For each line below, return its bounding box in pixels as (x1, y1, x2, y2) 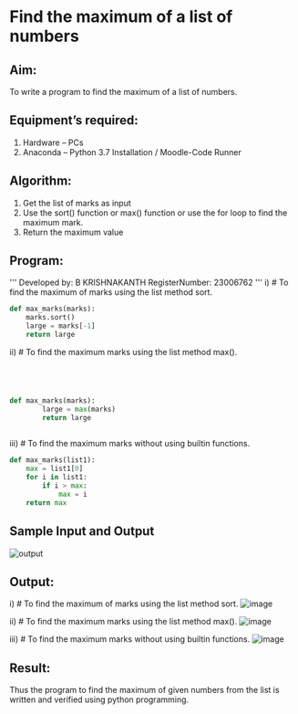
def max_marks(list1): (9, 456, 96, 465)
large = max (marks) (42, 404, 117, 414)
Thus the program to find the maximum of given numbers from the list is (9, 685, 280, 696)
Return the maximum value (22, 226, 124, 237)
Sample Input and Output (9, 523, 155, 540)
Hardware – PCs (22, 137, 84, 148)
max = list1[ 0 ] (26, 464, 84, 474)
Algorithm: (9, 173, 72, 189)
